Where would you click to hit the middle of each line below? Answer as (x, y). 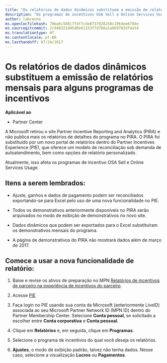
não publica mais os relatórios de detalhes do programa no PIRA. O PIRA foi (83, 137)
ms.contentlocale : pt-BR (31, 38)
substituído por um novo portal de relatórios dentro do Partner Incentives (80, 142)
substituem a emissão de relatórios (79, 77)
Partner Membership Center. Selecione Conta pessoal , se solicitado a (84, 316)
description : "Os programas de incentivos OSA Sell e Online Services (80, 14)
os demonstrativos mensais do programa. (55, 230)
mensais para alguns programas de (80, 88)
